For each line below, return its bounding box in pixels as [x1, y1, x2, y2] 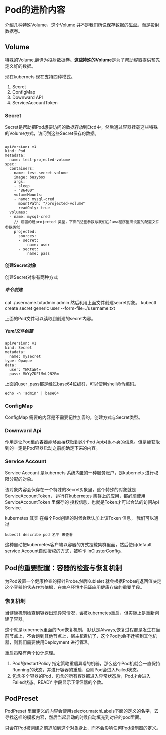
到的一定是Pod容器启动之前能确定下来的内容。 [5, 445, 100, 451]
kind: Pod [5, 149, 26, 154]
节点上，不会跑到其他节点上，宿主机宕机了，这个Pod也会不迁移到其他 [9, 633, 153, 639]
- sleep [14, 184, 30, 189]
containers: [9, 166, 35, 171]
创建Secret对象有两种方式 [5, 274, 58, 280]
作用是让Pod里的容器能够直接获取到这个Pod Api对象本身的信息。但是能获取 [5, 439, 160, 445]
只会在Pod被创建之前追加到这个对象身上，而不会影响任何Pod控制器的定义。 [5, 725, 161, 731]
